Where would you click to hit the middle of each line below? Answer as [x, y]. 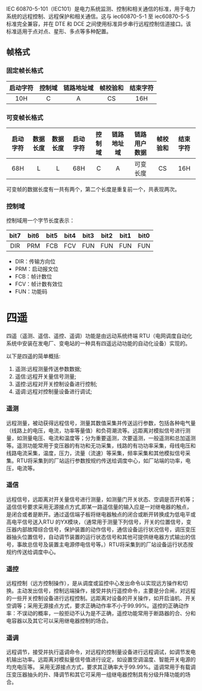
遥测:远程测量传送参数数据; [48, 369]
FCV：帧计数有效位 [39, 284]
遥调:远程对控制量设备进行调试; [54, 392]
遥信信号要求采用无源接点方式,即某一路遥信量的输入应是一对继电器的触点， [99, 506]
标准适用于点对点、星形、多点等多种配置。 [59, 31]
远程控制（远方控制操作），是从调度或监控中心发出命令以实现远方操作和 [94, 583]
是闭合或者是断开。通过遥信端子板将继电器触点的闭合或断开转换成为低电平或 [101, 514]
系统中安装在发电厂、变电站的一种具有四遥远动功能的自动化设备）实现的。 [98, 343]
